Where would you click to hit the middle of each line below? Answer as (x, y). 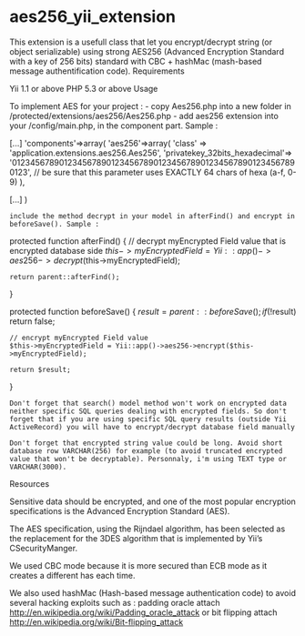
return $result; (40, 369)
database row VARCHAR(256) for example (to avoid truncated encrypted (146, 451)
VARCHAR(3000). (38, 467)
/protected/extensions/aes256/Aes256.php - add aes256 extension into (144, 116)
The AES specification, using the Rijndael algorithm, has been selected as (147, 529)
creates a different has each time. (72, 575)
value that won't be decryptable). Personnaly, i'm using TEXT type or (148, 459)
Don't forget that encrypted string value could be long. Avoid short (146, 443)
